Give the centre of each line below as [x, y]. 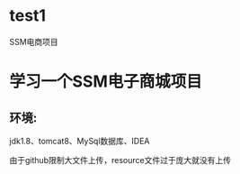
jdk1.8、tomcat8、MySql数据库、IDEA [80, 141]
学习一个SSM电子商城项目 [106, 82]
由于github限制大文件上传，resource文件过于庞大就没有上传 [120, 160]
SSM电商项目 [34, 41]
